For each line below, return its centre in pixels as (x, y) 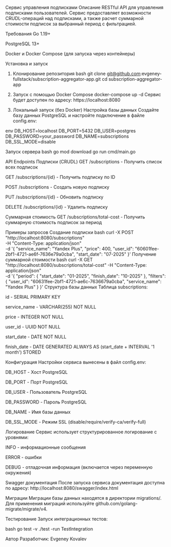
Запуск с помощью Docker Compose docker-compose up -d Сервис (87, 94)
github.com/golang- (116, 504)
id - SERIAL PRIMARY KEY (33, 297)
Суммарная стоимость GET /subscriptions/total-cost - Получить (75, 217)
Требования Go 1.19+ (28, 34)
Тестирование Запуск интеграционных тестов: (56, 519)
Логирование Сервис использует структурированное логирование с (81, 432)
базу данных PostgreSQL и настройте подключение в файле (79, 115)
